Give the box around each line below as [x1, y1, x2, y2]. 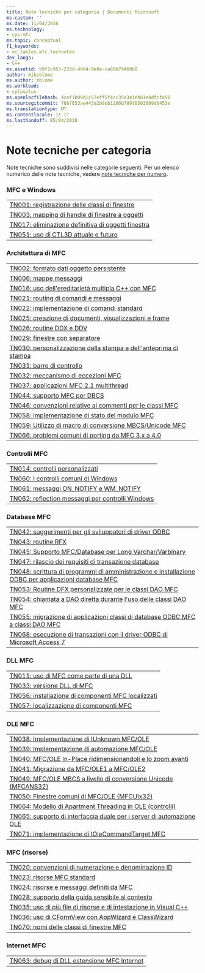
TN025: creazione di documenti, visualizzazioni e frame [9, 314, 170, 322]
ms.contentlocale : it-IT [6, 112, 70, 118]
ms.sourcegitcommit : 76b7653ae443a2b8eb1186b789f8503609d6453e [6, 100, 171, 106]
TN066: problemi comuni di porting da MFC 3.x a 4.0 [9, 431, 162, 439]
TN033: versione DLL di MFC [9, 681, 93, 690]
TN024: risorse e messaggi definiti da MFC [9, 883, 133, 892]
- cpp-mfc [6, 32, 32, 38]
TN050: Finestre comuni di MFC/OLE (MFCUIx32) [9, 792, 153, 800]
